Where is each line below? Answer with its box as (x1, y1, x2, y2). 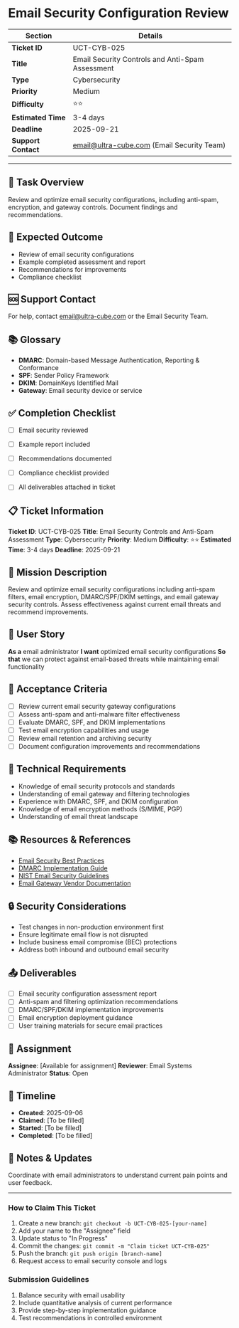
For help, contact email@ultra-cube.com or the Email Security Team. (8, 312, 209, 321)
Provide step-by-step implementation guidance (18, 1306, 157, 1314)
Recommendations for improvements (18, 265, 127, 273)
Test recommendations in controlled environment (18, 1313, 162, 1322)
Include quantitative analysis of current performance (18, 1298, 172, 1307)
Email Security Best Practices (18, 856, 105, 865)
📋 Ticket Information (8, 505, 104, 517)
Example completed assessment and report (18, 258, 146, 266)
